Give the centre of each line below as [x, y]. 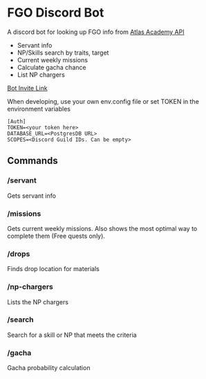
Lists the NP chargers [38, 302]
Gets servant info [32, 196]
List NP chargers [41, 75]
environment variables [39, 109]
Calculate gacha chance [51, 67]
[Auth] [17, 121]
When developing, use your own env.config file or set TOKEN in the [103, 101]
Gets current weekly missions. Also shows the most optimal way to [102, 228]
